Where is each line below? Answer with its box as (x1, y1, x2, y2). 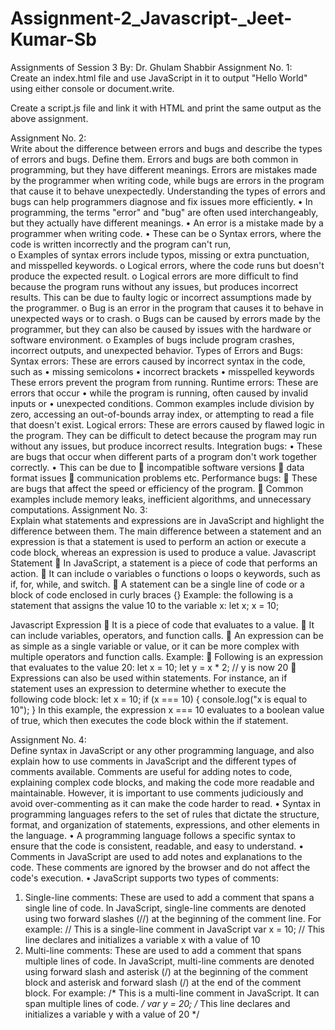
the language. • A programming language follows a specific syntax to (10, 829, 296, 841)
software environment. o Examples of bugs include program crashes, (10, 333, 295, 346)
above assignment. (10, 112, 89, 124)
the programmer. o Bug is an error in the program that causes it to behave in (10, 302, 324, 314)
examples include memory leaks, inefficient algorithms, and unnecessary (10, 493, 312, 505)
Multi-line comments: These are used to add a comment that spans (24, 944, 302, 956)
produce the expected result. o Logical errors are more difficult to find (10, 270, 299, 282)
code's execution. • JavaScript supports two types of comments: (10, 872, 279, 884)
